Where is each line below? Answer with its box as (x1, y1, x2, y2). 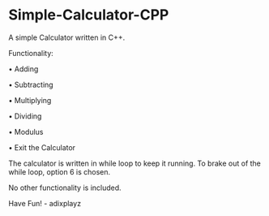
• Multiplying (8, 95, 52, 105)
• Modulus (8, 127, 44, 136)
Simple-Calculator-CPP (8, 6, 169, 24)
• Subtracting (8, 80, 54, 89)
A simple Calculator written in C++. (8, 32, 126, 42)
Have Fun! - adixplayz (8, 198, 82, 208)
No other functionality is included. (8, 183, 122, 192)
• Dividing (8, 111, 42, 121)
